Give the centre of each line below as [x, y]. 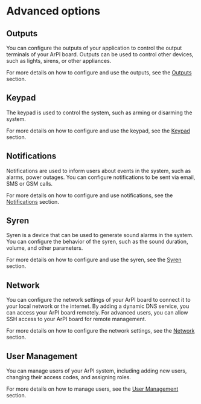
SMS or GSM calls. [30, 183]
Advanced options [53, 11]
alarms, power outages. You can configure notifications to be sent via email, [101, 177]
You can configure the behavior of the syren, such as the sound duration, [97, 242]
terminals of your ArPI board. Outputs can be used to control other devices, [100, 54]
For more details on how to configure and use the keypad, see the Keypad [98, 131]
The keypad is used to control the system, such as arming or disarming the [99, 112]
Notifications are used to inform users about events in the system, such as [99, 171]
